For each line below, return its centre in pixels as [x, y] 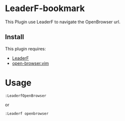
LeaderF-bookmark [45, 8]
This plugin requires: [25, 48]
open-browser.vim [31, 63]
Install [15, 37]
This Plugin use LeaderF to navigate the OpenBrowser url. [63, 22]
